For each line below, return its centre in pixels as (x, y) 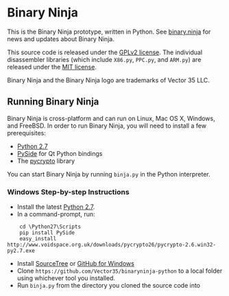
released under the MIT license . (52, 67)
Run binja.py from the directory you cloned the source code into (109, 286)
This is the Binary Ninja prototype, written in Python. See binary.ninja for (109, 32)
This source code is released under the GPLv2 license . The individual (105, 52)
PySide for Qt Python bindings (60, 153)
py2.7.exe (21, 251)
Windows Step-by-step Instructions (68, 192)
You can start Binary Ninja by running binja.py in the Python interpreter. (109, 174)
